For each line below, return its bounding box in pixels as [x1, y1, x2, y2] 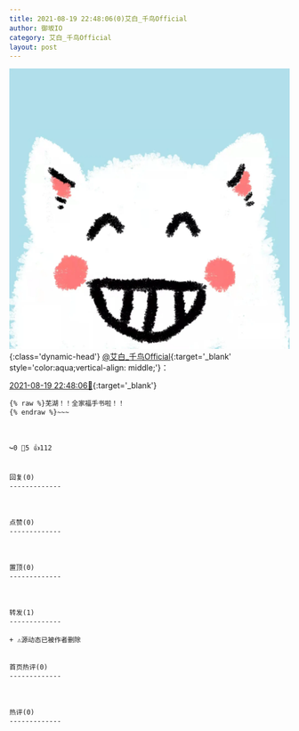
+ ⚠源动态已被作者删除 [9, 636, 82, 645]
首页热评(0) [9, 663, 49, 672]
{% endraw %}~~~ [9, 408, 69, 418]
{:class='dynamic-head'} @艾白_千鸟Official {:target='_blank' [9, 352, 231, 362]
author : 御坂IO [9, 23, 63, 33]
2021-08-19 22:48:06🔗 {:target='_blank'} [9, 380, 158, 391]
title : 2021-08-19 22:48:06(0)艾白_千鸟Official [9, 14, 188, 23]
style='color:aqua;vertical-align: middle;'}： [9, 362, 169, 373]
